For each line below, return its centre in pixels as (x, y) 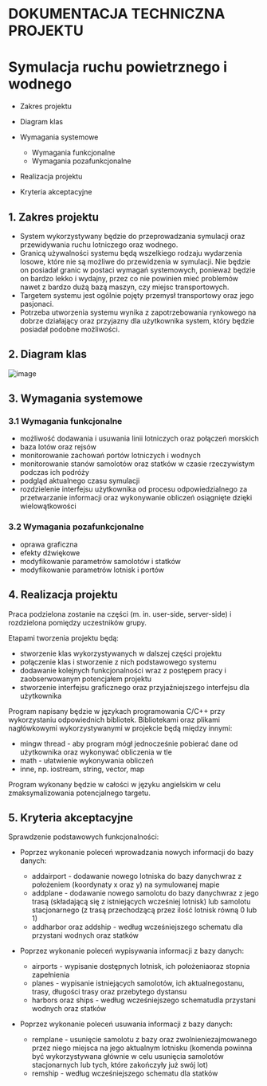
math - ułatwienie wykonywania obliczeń (86, 760)
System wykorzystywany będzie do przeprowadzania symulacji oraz (132, 236)
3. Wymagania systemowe (76, 399)
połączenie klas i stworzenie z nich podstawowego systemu (118, 661)
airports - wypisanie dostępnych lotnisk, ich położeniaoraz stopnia (141, 966)
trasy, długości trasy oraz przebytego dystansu (109, 992)
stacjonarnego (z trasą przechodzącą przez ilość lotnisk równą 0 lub (144, 910)
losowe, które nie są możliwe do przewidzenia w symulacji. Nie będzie (135, 261)
